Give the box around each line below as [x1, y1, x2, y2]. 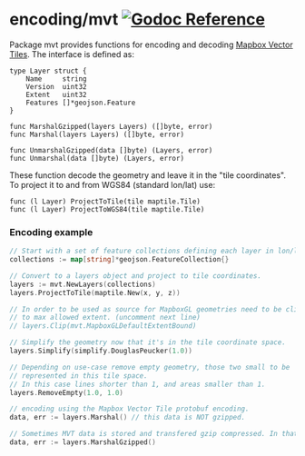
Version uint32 [25, 82, 88, 91]
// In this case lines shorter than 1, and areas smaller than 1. [9, 380, 266, 389]
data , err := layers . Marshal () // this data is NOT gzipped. [9, 413, 246, 422]
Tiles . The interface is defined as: [9, 48, 134, 59]
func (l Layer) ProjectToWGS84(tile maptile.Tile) [9, 204, 205, 213]
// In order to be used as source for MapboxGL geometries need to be [9, 304, 282, 313]
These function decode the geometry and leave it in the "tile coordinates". [9, 169, 286, 181]
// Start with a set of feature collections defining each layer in [9, 246, 274, 256]
